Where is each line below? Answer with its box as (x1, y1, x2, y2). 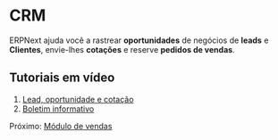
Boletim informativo (21, 103, 95, 114)
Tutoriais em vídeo (9, 70, 115, 86)
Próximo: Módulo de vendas (9, 120, 113, 131)
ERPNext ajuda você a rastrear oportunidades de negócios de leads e (9, 35, 269, 45)
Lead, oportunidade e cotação (21, 94, 134, 104)
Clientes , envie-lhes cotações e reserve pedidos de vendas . (9, 44, 235, 54)
